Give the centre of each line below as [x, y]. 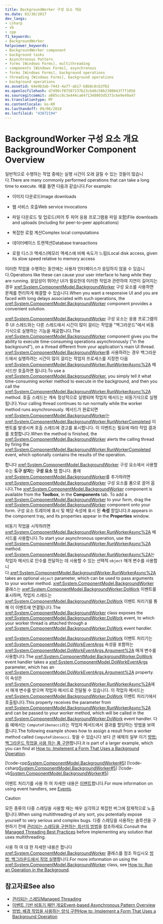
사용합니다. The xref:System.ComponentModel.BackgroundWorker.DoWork [79, 656]
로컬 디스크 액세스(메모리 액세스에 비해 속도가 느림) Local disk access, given [85, 253]
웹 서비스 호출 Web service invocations [49, 206]
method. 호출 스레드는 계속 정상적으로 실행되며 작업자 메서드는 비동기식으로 [77, 397]
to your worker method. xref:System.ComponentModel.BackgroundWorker [80, 583]
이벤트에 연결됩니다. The [38, 607]
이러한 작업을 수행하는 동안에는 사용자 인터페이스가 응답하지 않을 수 [68, 269]
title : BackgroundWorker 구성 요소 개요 [43, 9]
